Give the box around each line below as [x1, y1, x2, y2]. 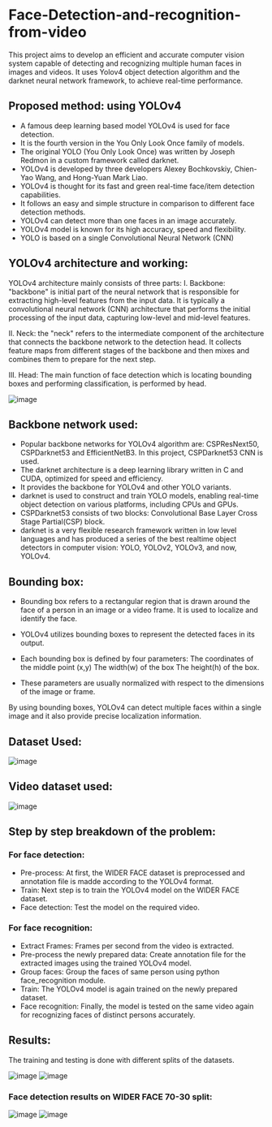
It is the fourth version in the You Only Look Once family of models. [19, 138, 245, 148]
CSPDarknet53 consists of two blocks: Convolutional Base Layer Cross [19, 508, 258, 518]
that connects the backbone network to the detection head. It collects [8, 337, 242, 347]
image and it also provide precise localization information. [8, 711, 201, 721]
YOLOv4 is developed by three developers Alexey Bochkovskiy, [19, 164, 233, 174]
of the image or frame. [19, 687, 96, 697]
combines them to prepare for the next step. [8, 354, 157, 364]
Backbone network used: [8, 417, 139, 431]
